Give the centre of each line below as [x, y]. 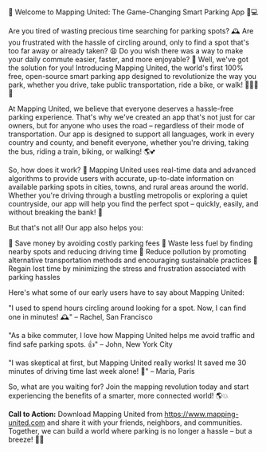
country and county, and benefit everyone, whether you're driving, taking [129, 142]
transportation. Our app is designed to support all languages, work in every [131, 134]
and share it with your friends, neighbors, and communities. [145, 423]
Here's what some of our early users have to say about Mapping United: [127, 293]
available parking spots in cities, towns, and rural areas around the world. [128, 187]
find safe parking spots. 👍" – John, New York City [90, 344]
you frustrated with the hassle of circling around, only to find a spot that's [129, 42]
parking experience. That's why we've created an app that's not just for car [132, 117]
